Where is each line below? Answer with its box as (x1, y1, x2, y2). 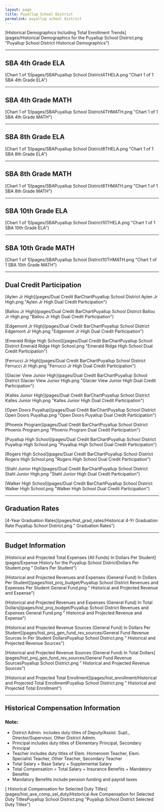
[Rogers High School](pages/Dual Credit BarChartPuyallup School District (5, 451, 153, 457)
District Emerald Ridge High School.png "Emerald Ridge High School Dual (5, 343, 153, 349)
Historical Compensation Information (5, 704, 121, 713)
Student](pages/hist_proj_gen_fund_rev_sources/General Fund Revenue (5, 630, 149, 636)
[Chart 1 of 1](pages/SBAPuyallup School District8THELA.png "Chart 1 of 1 (5, 145, 154, 152)
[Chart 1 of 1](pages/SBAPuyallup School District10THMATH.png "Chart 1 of (5, 257, 157, 263)
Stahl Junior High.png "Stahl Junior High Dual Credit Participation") (5, 471, 141, 477)
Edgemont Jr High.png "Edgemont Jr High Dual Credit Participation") (5, 329, 144, 334)
